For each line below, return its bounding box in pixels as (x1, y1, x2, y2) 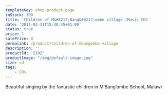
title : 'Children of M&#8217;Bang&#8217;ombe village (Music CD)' (5, 17, 151, 22)
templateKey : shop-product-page (5, 7, 75, 13)
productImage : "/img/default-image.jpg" (5, 55, 94, 61)
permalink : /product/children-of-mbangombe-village (5, 41, 118, 46)
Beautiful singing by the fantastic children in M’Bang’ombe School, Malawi (5, 84, 162, 90)
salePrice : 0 (5, 36, 33, 42)
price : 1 (5, 31, 24, 36)
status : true (5, 27, 33, 32)
